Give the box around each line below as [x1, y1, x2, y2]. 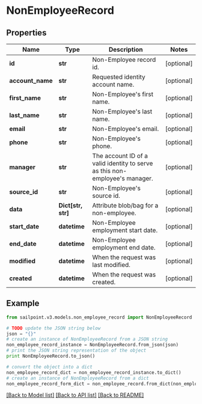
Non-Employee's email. [92, 124, 159, 133]
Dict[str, [58, 201, 83, 209]
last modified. [92, 261, 131, 269]
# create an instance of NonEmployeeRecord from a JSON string [6, 336, 168, 343]
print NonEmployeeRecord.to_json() [6, 353, 96, 360]
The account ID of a [92, 151, 148, 160]
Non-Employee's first [92, 90, 153, 98]
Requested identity [92, 73, 145, 81]
